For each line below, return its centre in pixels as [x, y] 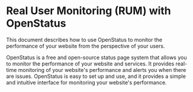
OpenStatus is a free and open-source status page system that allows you [96, 57]
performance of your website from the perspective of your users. [86, 46]
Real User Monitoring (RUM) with [89, 11]
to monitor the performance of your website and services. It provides [90, 64]
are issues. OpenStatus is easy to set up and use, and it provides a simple [96, 76]
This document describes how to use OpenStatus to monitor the [84, 40]
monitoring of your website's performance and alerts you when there [102, 70]
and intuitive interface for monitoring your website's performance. [86, 82]
